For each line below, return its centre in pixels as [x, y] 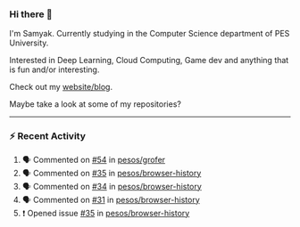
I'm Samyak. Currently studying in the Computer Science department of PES [150, 34]
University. [29, 43]
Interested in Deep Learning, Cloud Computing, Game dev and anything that [149, 61]
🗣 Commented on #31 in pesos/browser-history [111, 199]
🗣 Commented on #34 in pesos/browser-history [112, 186]
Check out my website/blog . [61, 87]
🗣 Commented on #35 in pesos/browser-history [112, 173]
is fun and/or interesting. [54, 69]
